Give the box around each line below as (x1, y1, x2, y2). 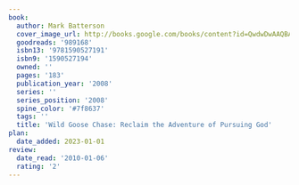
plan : (8, 129, 29, 138)
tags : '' (16, 112, 49, 121)
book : (8, 12, 29, 22)
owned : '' (16, 63, 53, 72)
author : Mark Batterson (16, 21, 104, 30)
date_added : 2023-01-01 (16, 137, 104, 146)
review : (8, 145, 37, 154)
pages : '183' (16, 71, 65, 80)
